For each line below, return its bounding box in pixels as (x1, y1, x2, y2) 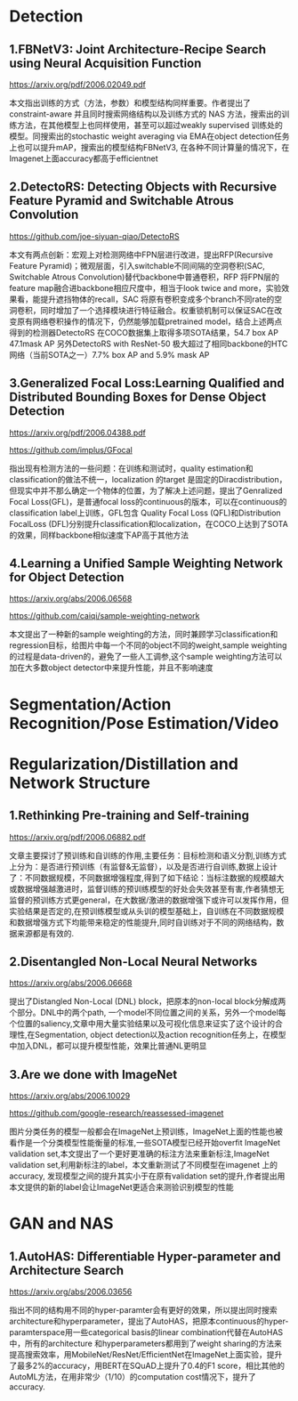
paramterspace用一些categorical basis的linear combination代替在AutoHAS (9, 1327, 284, 1338)
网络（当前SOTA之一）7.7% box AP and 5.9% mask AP (9, 349, 210, 360)
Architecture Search (9, 1262, 125, 1278)
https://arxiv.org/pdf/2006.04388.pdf (9, 427, 147, 438)
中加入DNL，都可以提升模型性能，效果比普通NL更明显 (9, 1041, 207, 1051)
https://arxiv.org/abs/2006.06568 (9, 594, 133, 604)
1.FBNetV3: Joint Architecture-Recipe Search (9, 42, 267, 57)
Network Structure (9, 773, 151, 793)
